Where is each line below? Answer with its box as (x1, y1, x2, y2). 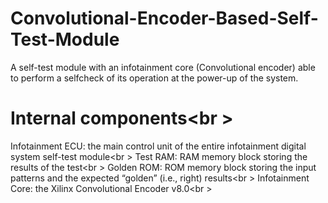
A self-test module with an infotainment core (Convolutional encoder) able (10, 61, 316, 73)
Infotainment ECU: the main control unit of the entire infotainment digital (10, 140, 307, 152)
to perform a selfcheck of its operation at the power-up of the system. (10, 72, 299, 84)
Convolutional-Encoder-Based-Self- (10, 7, 319, 30)
